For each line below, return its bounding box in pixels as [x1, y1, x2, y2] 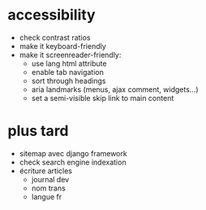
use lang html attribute [31, 59, 107, 68]
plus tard [7, 122, 69, 140]
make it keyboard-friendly [19, 41, 106, 50]
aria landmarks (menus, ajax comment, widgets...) [31, 84, 200, 94]
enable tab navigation [31, 67, 105, 77]
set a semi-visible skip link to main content [31, 93, 174, 103]
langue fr [31, 191, 62, 201]
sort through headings [31, 76, 106, 85]
